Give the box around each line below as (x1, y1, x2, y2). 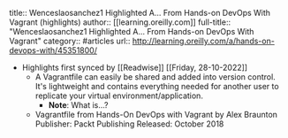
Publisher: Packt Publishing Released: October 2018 (34, 119, 224, 129)
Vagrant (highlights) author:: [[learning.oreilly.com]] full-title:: (9, 17, 231, 27)
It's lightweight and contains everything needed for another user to (34, 81, 280, 91)
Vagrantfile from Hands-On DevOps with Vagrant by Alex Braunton (34, 110, 278, 119)
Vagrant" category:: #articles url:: (9, 35, 131, 46)
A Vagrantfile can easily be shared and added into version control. (34, 72, 276, 82)
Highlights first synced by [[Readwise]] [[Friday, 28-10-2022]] (21, 62, 248, 73)
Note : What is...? (48, 100, 109, 110)
